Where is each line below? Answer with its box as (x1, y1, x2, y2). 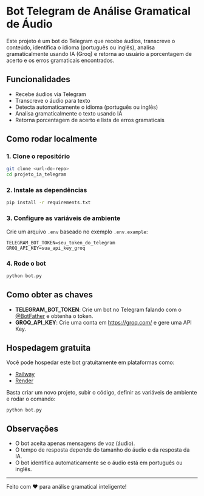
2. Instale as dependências (6, 186, 87, 195)
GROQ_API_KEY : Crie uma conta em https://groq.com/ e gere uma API (15, 319, 192, 326)
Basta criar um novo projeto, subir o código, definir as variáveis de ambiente (6, 389, 197, 396)
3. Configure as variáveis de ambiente (6, 214, 121, 222)
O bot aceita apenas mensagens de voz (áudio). (15, 439, 135, 447)
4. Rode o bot (6, 259, 47, 267)
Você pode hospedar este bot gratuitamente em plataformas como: (6, 359, 175, 366)
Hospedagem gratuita (6, 343, 91, 353)
